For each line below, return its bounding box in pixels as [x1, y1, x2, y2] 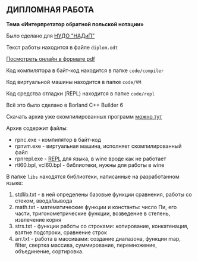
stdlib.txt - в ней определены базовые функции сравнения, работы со [14, 191, 192, 198]
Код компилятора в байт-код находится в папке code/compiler [6, 67, 164, 74]
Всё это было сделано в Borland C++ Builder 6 [6, 101, 124, 108]
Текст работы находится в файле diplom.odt [6, 44, 118, 51]
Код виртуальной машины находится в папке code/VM [6, 78, 142, 85]
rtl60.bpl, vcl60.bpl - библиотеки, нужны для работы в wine [14, 161, 165, 169]
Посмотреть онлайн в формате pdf [6, 55, 95, 62]
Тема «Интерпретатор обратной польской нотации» [6, 20, 144, 27]
